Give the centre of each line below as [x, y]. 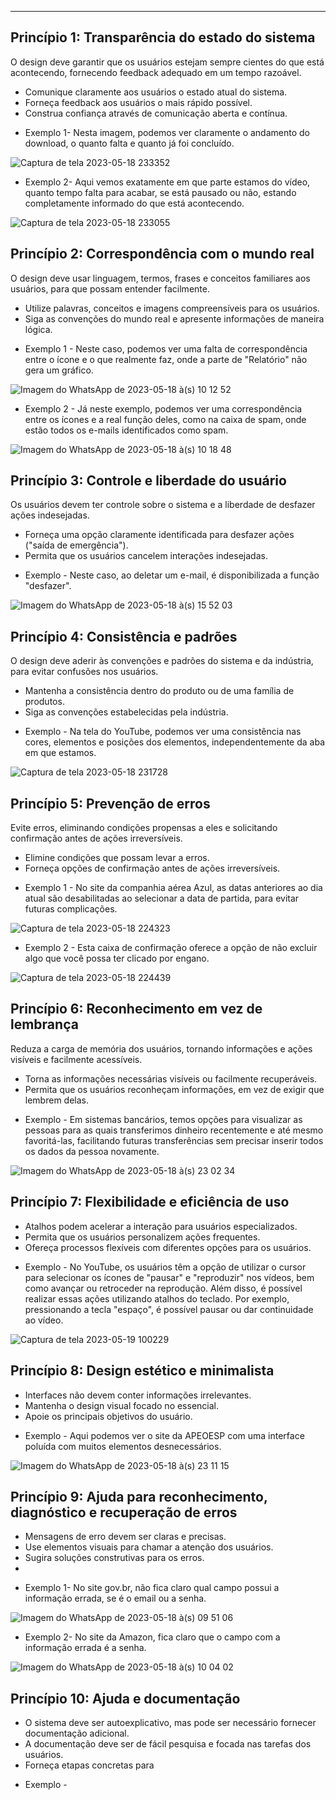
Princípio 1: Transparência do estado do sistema [163, 37]
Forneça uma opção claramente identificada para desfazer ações [159, 535]
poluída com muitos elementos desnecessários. [123, 1446]
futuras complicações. [71, 909]
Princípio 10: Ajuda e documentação [125, 1698]
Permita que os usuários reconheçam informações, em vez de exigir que [174, 1089]
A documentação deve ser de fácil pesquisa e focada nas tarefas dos [168, 1744]
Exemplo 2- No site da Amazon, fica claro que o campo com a [152, 1637]
